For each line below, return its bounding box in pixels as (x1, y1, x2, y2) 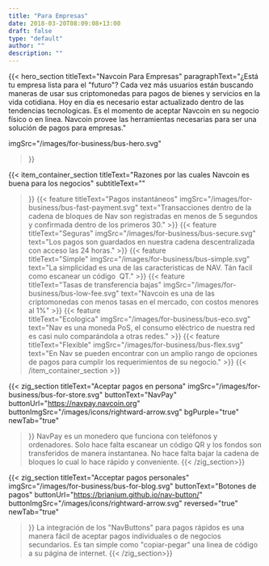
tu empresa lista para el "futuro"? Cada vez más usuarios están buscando (8, 80, 254, 90)
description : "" (8, 49, 63, 57)
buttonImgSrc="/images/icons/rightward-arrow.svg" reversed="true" (8, 498, 238, 508)
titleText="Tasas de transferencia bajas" (27, 280, 162, 289)
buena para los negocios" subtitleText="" (8, 178, 145, 188)
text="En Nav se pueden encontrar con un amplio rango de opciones (27, 349, 258, 358)
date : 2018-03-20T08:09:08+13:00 (8, 19, 121, 27)
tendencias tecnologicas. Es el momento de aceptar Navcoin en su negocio (8, 106, 260, 115)
